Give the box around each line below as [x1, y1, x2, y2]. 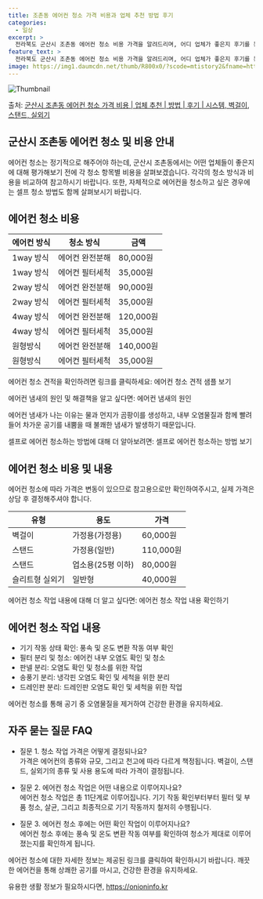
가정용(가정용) [72, 530, 123, 541]
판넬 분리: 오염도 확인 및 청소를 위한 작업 [19, 663, 143, 672]
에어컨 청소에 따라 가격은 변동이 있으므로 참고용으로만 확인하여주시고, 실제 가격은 [8, 484, 255, 494]
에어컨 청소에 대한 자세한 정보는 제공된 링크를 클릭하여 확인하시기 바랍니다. [8, 855, 236, 864]
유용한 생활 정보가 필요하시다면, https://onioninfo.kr [8, 882, 168, 891]
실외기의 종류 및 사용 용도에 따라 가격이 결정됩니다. [30, 766, 185, 775]
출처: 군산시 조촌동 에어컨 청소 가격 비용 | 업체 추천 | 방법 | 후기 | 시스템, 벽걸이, [8, 100, 250, 110]
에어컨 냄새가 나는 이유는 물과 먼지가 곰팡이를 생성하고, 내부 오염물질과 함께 [8, 410, 238, 420]
